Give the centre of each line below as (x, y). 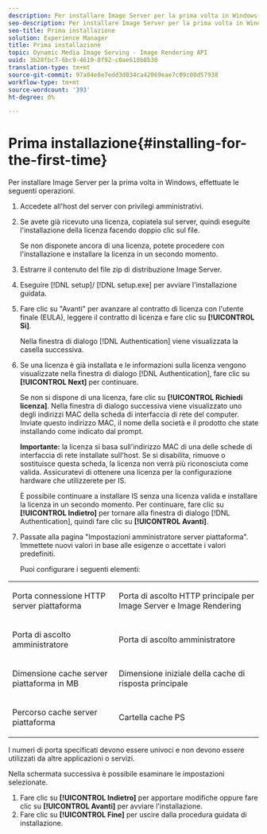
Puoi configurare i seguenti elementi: (80, 570)
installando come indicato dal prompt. (81, 432)
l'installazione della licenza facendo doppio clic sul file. (110, 230)
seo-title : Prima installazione (62, 30)
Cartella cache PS (152, 718)
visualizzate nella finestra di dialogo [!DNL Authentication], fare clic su (135, 374)
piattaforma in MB (46, 683)
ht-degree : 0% (32, 97)
